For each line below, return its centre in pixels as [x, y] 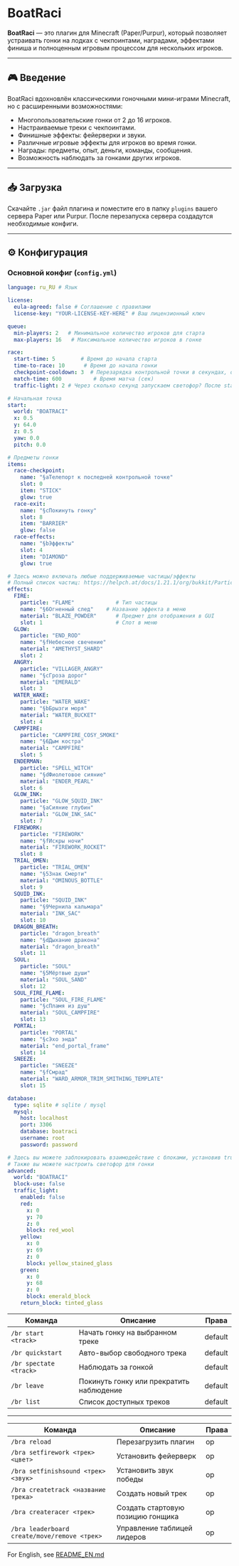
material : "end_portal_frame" [65, 1046]
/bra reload [31, 1441]
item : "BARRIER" [44, 524]
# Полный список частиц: [44, 583]
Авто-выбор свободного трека [133, 1353]
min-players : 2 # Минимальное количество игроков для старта [109, 333]
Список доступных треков [124, 1402]
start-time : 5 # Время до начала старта [86, 359]
